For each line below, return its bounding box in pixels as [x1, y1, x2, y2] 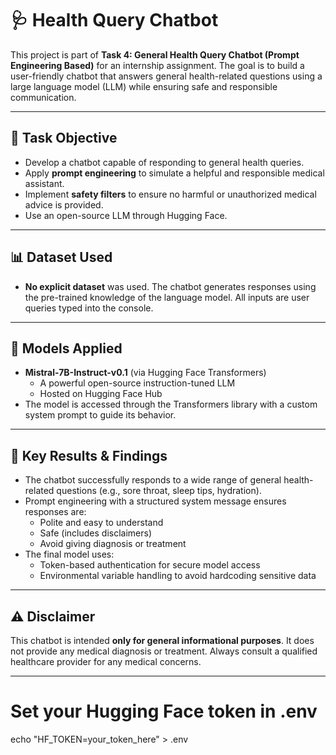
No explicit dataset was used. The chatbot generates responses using [24, 280, 317, 292]
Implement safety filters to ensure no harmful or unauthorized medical [24, 188, 317, 200]
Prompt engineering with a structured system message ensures [24, 495, 287, 507]
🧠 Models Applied [10, 340, 123, 357]
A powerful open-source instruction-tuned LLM [39, 377, 236, 389]
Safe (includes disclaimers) [39, 527, 152, 539]
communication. [10, 91, 77, 103]
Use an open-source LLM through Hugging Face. [24, 209, 228, 221]
